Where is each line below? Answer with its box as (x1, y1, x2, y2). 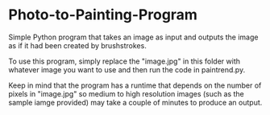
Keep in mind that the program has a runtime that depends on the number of (8, 80, 262, 90)
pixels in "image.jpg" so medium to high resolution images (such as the (8, 88, 244, 98)
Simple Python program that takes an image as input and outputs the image (8, 32, 259, 42)
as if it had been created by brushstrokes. (8, 40, 147, 50)
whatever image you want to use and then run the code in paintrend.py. (8, 64, 246, 74)
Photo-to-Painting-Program (8, 6, 197, 24)
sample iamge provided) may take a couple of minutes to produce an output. (8, 97, 263, 107)
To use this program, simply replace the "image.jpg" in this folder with (8, 56, 240, 66)
